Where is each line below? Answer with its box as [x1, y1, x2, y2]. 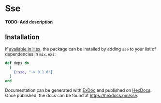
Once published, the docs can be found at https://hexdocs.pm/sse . [5, 93, 139, 99]
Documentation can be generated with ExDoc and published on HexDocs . [5, 87, 152, 93]
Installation [5, 33, 40, 41]
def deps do [5, 60, 29, 66]
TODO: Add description [5, 19, 53, 25]
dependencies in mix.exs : [5, 51, 56, 57]
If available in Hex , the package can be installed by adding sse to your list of [5, 46, 156, 51]
